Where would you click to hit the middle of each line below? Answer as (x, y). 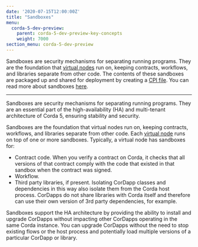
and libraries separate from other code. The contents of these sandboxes (95, 74)
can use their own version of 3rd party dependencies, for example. (96, 201)
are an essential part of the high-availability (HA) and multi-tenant (86, 109)
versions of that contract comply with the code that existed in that (95, 163)
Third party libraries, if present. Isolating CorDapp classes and (90, 182)
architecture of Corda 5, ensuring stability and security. (73, 116)
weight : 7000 (33, 39)
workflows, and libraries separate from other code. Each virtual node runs (96, 133)
